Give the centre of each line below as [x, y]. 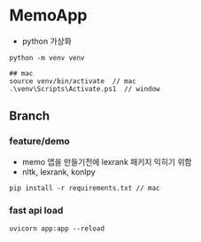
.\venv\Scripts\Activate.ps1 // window [85, 89]
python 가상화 [47, 41]
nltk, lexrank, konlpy [58, 172]
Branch [30, 116]
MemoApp [48, 16]
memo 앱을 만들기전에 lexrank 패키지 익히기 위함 [107, 161]
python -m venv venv [47, 58]
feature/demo [40, 141]
